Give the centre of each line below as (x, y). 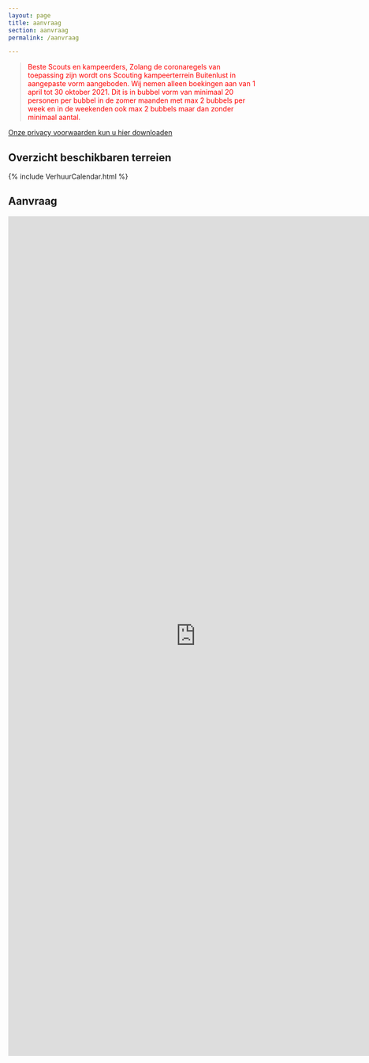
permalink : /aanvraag (44, 38)
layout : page (30, 15)
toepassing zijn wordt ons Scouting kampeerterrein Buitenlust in (132, 75)
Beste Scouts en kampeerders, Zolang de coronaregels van (124, 67)
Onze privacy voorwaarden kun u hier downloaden (90, 133)
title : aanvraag (35, 23)
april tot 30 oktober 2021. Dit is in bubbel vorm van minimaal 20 (130, 92)
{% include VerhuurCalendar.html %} (68, 177)
